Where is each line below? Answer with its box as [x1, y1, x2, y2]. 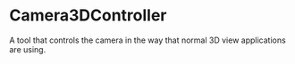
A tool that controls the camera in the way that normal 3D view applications [9, 35, 286, 45]
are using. [9, 44, 46, 54]
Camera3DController [9, 5, 167, 26]
